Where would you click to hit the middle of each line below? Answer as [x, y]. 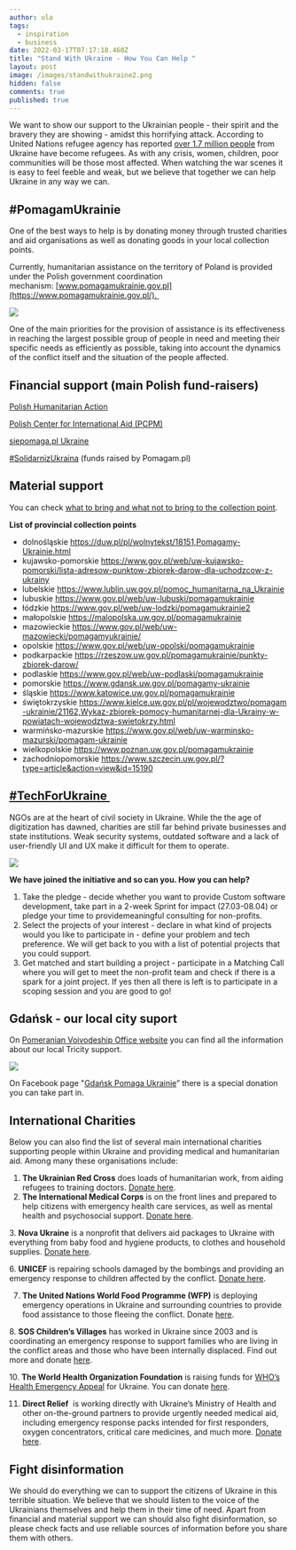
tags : [19, 26]
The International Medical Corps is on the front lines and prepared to [149, 1197]
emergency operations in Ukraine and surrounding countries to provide [152, 1305]
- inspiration [43, 34]
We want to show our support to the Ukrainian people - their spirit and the [144, 125]
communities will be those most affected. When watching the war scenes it [146, 163]
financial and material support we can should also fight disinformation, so [143, 1519]
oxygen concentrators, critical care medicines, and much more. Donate [152, 1432]
